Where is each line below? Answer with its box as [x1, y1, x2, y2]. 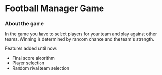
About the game [5, 20, 44, 27]
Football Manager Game [5, 3, 104, 14]
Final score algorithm [12, 55, 55, 61]
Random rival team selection [12, 65, 70, 71]
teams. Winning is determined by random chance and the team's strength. [5, 36, 155, 42]
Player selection [12, 60, 45, 66]
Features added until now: [5, 45, 58, 51]
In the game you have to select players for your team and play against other [5, 31, 157, 37]
